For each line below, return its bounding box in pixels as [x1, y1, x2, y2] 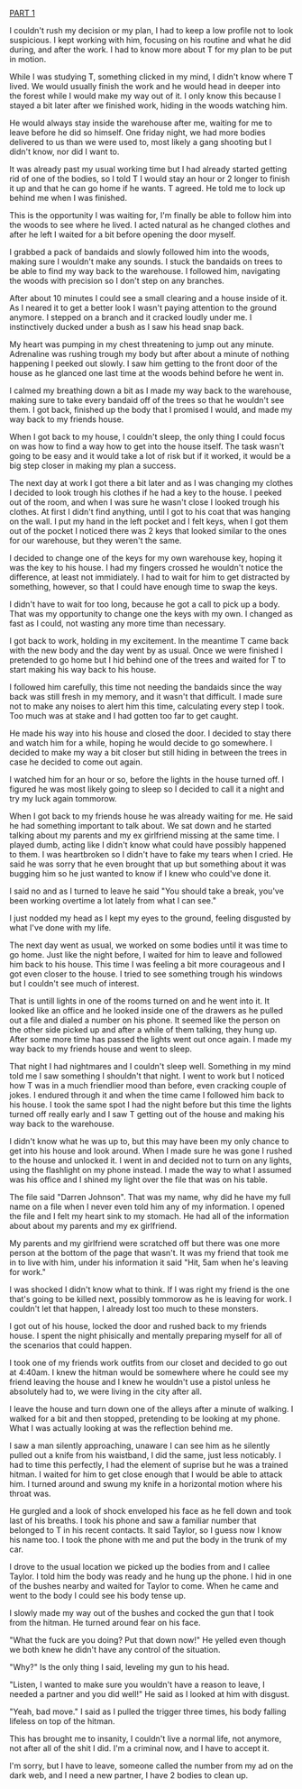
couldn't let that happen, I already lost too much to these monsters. [9, 1303, 259, 1314]
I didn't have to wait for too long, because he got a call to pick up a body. [9, 599, 280, 610]
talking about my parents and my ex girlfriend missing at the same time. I [9, 830, 279, 840]
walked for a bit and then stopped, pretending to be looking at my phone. [9, 1413, 281, 1424]
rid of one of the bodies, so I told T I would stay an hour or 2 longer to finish [9, 173, 290, 184]
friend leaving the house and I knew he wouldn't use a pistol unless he [9, 1377, 270, 1387]
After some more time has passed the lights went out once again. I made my [9, 1034, 292, 1044]
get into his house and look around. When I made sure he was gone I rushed [9, 1145, 293, 1156]
